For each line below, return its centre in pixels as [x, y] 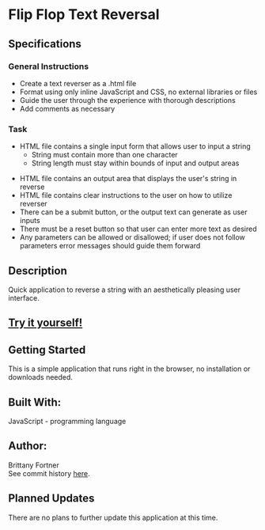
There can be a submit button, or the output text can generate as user [133, 212]
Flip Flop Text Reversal [84, 15]
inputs [30, 221]
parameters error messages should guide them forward [110, 246]
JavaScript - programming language [67, 421]
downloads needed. [41, 377]
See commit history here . [49, 473]
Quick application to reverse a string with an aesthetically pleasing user [125, 290]
